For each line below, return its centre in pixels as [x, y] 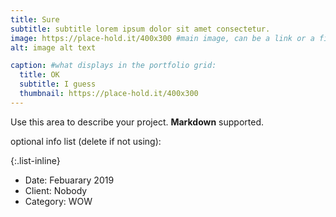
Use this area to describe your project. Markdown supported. [137, 122]
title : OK [39, 75]
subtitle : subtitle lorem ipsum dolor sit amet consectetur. [140, 29]
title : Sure [35, 19]
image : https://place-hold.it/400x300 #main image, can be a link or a [162, 38]
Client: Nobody [56, 190]
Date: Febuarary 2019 [69, 180]
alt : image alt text [53, 47]
